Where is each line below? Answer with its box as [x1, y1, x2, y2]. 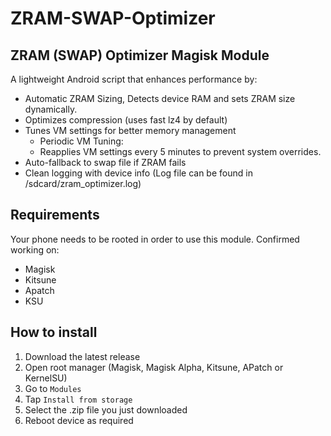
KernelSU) [24, 372, 68, 384]
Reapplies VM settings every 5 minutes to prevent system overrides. [39, 146, 322, 157]
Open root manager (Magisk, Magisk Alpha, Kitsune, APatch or [24, 361, 284, 373]
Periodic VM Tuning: [39, 135, 124, 147]
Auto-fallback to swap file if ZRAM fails [24, 157, 187, 168]
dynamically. [24, 103, 78, 115]
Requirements [10, 207, 100, 224]
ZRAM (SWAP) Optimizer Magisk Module [10, 47, 270, 64]
